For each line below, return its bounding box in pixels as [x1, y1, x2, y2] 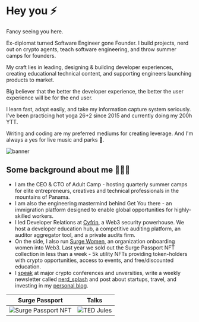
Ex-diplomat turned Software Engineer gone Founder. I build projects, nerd [6, 39, 189, 46]
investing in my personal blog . [14, 282, 89, 289]
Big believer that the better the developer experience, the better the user [6, 87, 184, 95]
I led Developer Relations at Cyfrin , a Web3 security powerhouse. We [14, 218, 184, 226]
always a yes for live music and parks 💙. [6, 136, 105, 143]
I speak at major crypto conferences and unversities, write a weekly [14, 269, 181, 276]
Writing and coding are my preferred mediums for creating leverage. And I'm [6, 130, 194, 137]
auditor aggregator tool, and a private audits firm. [14, 231, 135, 238]
